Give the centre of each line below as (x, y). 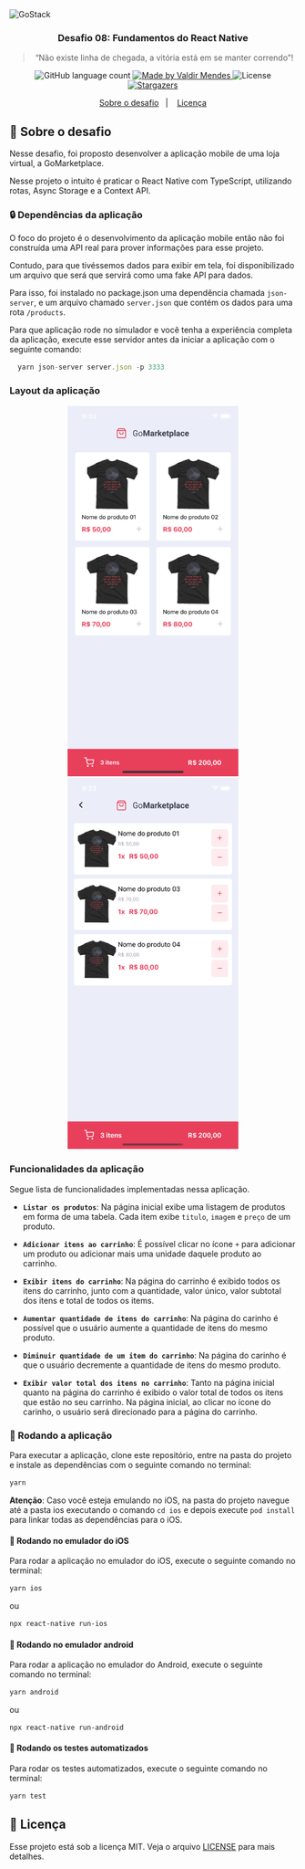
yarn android (34, 1693)
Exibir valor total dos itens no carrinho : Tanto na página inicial (148, 1382)
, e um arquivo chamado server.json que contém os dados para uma (163, 303)
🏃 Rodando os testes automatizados (79, 1748)
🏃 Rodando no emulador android (71, 1644)
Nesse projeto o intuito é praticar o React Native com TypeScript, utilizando (151, 181)
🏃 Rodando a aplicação (61, 1435)
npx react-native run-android (67, 1728)
